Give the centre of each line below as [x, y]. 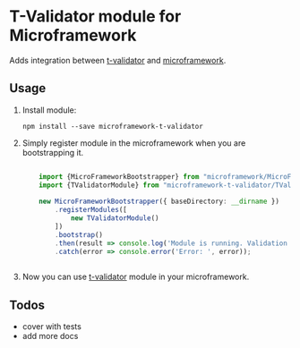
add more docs [50, 336]
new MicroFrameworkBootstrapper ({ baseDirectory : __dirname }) [159, 202]
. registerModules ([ [91, 210]
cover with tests [52, 327]
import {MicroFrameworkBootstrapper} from [119, 176]
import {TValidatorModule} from [99, 185]
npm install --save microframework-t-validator [112, 126]
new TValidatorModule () [115, 218]
